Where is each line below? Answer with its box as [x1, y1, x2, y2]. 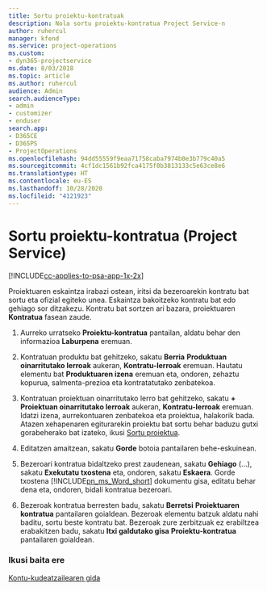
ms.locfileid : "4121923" [8, 191, 92, 200]
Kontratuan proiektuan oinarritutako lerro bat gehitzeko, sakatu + [19, 393, 236, 403]
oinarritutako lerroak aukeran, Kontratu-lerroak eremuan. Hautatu [19, 360, 244, 370]
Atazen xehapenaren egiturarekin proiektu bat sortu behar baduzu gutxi [19, 419, 259, 429]
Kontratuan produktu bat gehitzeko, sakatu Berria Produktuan [19, 352, 227, 362]
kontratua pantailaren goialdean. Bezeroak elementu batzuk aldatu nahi [19, 509, 259, 518]
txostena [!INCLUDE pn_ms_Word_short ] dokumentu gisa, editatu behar [19, 476, 257, 485]
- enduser [8, 117, 42, 125]
